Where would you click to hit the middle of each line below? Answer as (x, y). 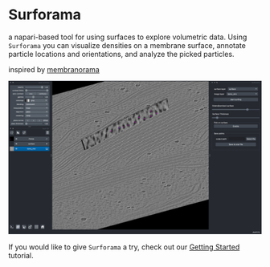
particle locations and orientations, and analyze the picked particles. (121, 54)
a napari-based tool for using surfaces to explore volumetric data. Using (128, 37)
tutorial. (21, 256)
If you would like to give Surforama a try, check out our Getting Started (124, 247)
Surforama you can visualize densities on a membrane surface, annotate (127, 45)
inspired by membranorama (54, 69)
